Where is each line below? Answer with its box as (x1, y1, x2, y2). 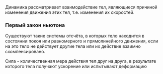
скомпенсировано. (5, 49, 46, 55)
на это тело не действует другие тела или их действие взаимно (5, 43, 141, 49)
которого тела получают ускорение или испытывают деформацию (5, 64, 147, 70)
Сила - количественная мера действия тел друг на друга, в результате (5, 58, 157, 64)
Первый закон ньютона (5, 22, 65, 29)
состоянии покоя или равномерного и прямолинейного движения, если (5, 38, 159, 44)
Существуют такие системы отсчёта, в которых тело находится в (5, 33, 145, 39)
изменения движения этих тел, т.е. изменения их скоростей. (5, 9, 135, 15)
